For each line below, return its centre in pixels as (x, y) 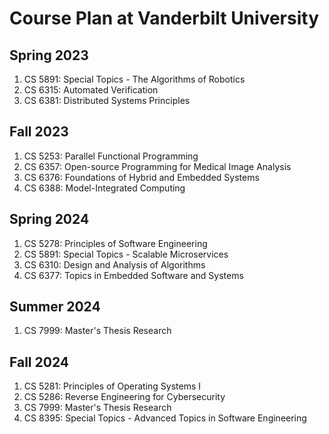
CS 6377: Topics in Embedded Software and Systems (133, 275)
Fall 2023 (39, 132)
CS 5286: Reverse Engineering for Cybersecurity (124, 397)
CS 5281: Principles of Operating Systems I (112, 386)
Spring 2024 (49, 219)
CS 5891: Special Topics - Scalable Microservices (126, 254)
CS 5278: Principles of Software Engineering (115, 243)
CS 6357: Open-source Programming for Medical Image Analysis (157, 166)
